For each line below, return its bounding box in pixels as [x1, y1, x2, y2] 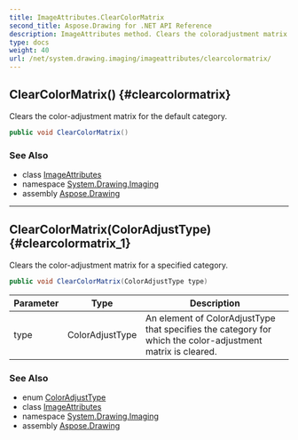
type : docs [9, 37, 50, 47]
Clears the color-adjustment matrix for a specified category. [9, 260, 229, 270]
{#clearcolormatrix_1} [9, 236, 131, 252]
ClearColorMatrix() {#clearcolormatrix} [9, 87, 231, 102]
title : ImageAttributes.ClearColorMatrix [9, 12, 165, 22]
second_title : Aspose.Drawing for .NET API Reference [9, 21, 213, 30]
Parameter [13, 297, 59, 309]
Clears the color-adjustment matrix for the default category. [9, 110, 228, 121]
